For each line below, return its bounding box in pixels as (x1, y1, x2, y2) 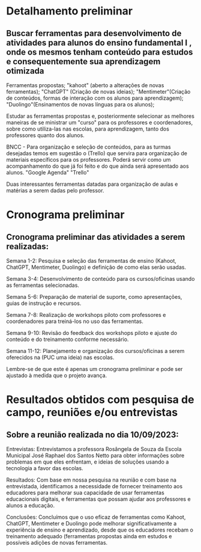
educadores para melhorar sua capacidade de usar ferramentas (6, 489, 165, 496)
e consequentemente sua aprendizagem (6, 56, 161, 67)
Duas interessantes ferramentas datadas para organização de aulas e (6, 180, 178, 188)
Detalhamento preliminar (6, 4, 133, 18)
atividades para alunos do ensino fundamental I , (6, 37, 192, 48)
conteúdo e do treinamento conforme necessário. (6, 336, 129, 343)
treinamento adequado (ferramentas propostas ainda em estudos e (6, 533, 172, 539)
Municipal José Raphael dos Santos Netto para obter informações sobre (6, 452, 185, 459)
